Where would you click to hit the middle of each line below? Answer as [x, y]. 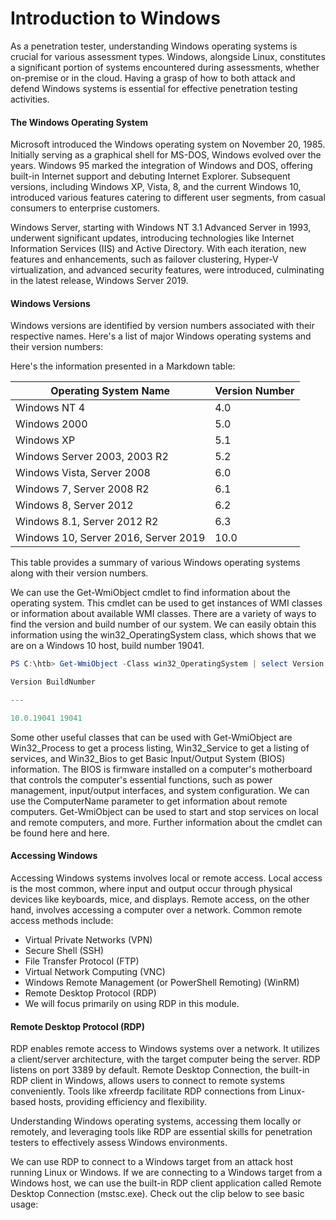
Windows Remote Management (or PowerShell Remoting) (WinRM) [162, 983]
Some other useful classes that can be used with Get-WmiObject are [151, 737]
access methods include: [62, 921]
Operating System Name [110, 391]
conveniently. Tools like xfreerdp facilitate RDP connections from [143, 1091]
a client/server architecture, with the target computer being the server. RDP [165, 1059]
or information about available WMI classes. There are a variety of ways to [163, 614]
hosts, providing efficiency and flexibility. [122, 1102]
